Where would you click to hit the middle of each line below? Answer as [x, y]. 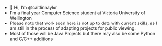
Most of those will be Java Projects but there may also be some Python [82, 34]
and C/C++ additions [31, 39]
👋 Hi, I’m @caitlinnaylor [33, 8]
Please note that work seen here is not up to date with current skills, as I [83, 23]
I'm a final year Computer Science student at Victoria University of [77, 13]
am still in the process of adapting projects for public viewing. [73, 28]
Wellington [21, 18]
